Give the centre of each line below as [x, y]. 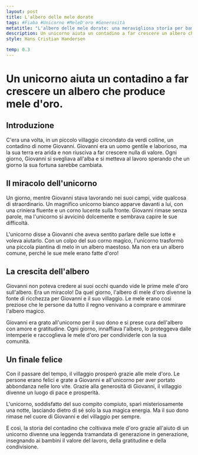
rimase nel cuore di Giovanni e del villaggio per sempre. [74, 417]
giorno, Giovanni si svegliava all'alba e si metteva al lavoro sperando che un [98, 158]
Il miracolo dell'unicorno [52, 184]
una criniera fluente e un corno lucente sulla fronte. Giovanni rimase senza [97, 210]
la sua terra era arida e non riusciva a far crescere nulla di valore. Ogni [91, 152]
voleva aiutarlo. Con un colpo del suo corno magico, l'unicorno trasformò [95, 240]
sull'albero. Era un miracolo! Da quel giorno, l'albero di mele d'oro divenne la [99, 292]
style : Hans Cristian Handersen [46, 39]
